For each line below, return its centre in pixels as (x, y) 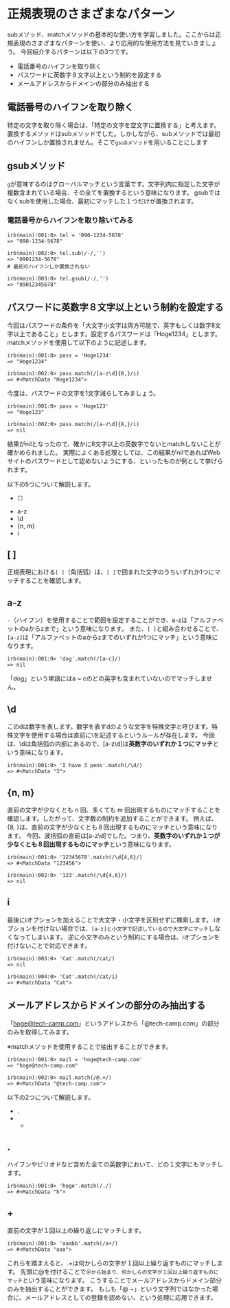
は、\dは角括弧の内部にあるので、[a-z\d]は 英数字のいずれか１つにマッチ (110, 744)
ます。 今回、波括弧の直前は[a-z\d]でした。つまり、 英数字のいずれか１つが (114, 835)
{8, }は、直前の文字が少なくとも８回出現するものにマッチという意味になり (113, 827)
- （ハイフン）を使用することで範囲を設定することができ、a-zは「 (100, 620)
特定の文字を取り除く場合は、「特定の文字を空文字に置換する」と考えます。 (114, 125)
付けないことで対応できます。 (49, 945)
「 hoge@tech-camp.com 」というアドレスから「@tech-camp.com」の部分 (113, 1023)
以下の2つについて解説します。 (51, 1097)
